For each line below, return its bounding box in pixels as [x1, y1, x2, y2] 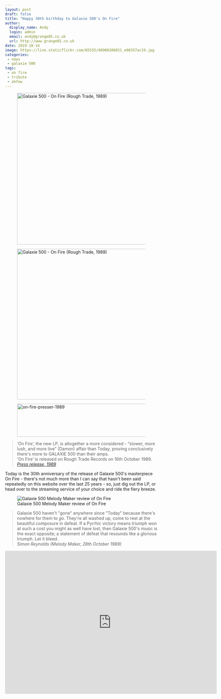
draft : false [5, 12, 31, 16]
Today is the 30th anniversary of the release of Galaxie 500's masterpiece [5, 471, 153, 476]
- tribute [7, 75, 27, 80]
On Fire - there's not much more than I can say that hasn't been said [5, 476, 141, 482]
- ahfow [7, 79, 23, 84]
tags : [5, 66, 16, 71]
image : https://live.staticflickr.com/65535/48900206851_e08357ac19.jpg [5, 48, 155, 52]
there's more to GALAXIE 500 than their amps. [16, 451, 109, 456]
